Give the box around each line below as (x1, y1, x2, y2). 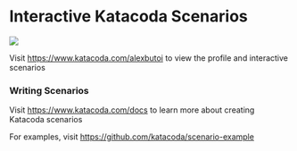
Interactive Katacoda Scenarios (9, 6, 248, 27)
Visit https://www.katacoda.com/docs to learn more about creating (9, 105, 255, 115)
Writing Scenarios (9, 84, 89, 96)
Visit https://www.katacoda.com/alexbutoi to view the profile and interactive (9, 52, 288, 63)
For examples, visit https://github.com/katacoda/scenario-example (9, 131, 254, 142)
